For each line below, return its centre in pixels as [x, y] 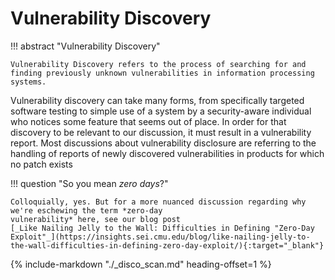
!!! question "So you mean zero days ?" [89, 183]
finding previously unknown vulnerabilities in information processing [162, 73]
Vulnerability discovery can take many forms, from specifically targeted [157, 100]
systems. [28, 82]
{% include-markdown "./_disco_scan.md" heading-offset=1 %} [141, 264]
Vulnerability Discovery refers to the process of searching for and [158, 64]
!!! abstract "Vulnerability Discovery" [85, 46]
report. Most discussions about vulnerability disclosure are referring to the [163, 143]
